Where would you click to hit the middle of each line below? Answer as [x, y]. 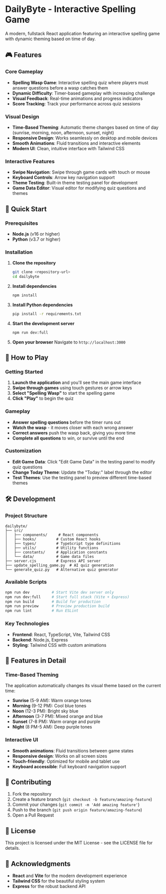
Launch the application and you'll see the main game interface [77, 383]
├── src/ [14, 531]
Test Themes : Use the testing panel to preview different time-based [82, 477]
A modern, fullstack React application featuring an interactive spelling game [83, 33]
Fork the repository [32, 794]
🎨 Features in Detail [36, 661]
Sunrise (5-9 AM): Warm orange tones [52, 701]
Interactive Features [30, 161]
